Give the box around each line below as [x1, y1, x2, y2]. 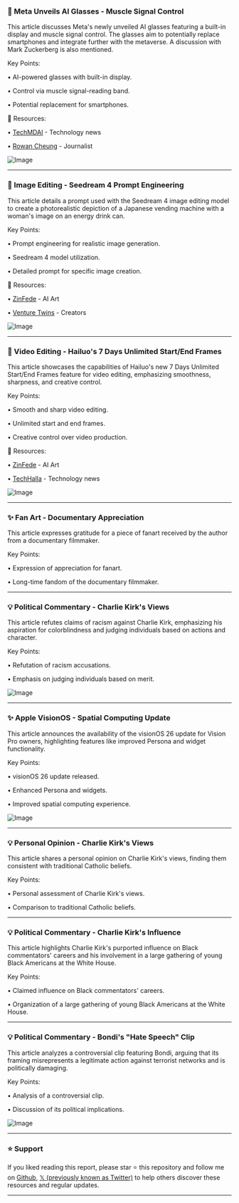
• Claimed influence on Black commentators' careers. [7, 986, 165, 995]
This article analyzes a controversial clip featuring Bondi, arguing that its [7, 1048, 219, 1057]
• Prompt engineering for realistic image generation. [7, 239, 160, 248]
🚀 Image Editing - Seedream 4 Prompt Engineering [7, 180, 184, 190]
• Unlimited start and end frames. [7, 419, 105, 427]
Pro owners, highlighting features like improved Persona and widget [7, 736, 206, 745]
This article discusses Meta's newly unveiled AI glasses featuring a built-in [7, 23, 226, 31]
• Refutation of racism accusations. [7, 661, 112, 670]
